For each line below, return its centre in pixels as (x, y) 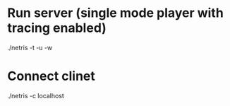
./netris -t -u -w (30, 47)
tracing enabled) (57, 28)
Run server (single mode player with (115, 13)
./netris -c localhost (36, 95)
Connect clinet (51, 76)
